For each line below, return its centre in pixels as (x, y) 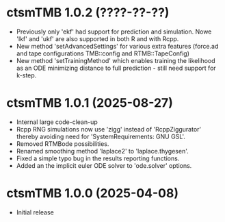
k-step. (26, 75)
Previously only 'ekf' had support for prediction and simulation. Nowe (114, 32)
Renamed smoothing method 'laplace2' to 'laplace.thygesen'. (102, 151)
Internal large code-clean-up (57, 122)
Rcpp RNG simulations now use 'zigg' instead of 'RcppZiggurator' (109, 129)
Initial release (35, 212)
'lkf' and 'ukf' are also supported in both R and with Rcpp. (97, 38)
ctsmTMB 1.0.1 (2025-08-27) (90, 103)
